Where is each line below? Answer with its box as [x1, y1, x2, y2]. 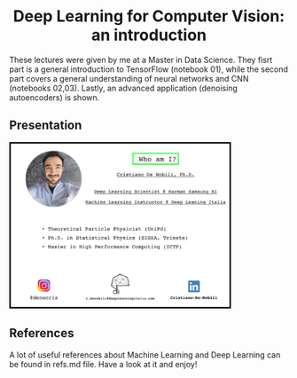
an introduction [91, 25, 207, 45]
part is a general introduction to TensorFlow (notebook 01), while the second [9, 64, 288, 75]
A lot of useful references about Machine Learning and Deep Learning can [9, 349, 281, 360]
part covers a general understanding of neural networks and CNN [9, 73, 249, 83]
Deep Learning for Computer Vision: [12, 6, 285, 27]
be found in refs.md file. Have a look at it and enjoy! [9, 358, 198, 369]
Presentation [9, 118, 82, 133]
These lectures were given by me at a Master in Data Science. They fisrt [9, 54, 273, 65]
